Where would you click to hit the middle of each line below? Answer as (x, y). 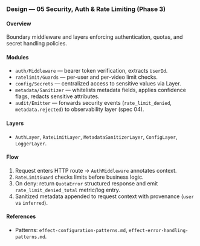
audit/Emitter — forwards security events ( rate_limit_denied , (93, 103)
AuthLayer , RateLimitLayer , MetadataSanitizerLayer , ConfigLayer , (96, 137)
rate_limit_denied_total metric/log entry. (68, 190)
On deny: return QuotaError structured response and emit (86, 183)
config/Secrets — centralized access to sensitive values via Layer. (98, 84)
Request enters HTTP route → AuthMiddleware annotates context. (96, 170)
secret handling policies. (37, 44)
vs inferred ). (31, 202)
